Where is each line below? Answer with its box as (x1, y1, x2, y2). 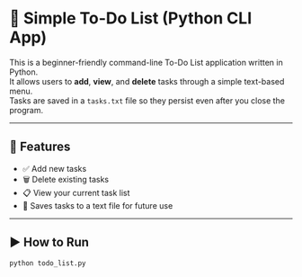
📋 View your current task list (22, 187, 130, 198)
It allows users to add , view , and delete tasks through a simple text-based (9, 76, 285, 86)
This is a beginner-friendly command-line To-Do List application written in (9, 57, 283, 67)
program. (9, 104, 44, 115)
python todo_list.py (9, 258, 87, 268)
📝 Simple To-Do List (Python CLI (9, 8, 253, 29)
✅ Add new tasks (22, 163, 87, 174)
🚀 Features (9, 139, 71, 155)
